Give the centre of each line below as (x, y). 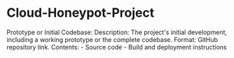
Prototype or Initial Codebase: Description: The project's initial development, (117, 32)
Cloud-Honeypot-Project (81, 13)
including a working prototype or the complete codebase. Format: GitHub (112, 39)
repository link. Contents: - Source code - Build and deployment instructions (117, 47)
